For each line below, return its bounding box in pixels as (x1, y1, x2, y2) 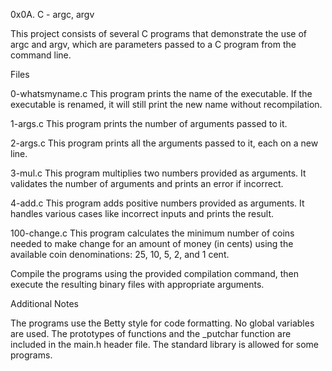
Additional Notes (10, 298, 79, 309)
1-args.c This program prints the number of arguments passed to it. (10, 118, 288, 129)
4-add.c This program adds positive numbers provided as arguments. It (10, 197, 305, 209)
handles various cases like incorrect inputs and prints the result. (10, 208, 275, 219)
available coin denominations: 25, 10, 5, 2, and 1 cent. (10, 249, 230, 260)
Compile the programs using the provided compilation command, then (10, 268, 299, 279)
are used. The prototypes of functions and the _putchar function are (10, 328, 292, 339)
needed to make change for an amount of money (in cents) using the (10, 238, 294, 249)
